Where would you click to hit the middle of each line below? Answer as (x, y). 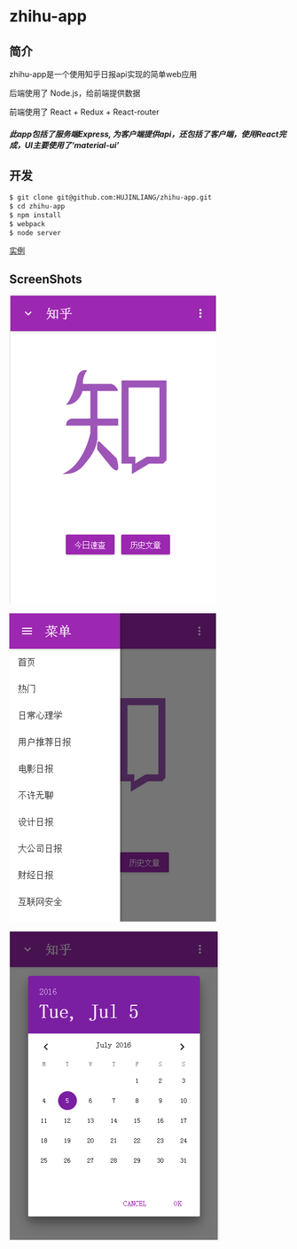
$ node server (35, 233)
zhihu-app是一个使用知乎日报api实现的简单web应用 (103, 74)
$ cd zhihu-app (37, 207)
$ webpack (27, 224)
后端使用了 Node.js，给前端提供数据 (75, 93)
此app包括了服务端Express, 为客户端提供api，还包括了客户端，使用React (144, 134)
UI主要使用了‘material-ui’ (72, 145)
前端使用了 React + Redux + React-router (84, 112)
